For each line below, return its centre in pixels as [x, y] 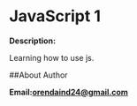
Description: [32, 41]
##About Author [38, 75]
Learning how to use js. [52, 57]
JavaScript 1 [55, 16]
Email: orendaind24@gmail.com [68, 92]
